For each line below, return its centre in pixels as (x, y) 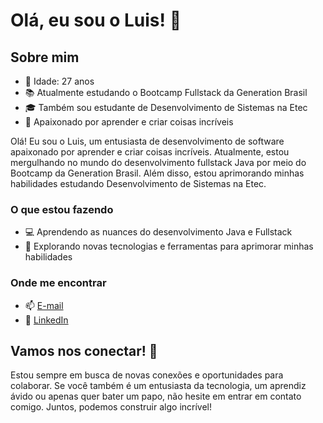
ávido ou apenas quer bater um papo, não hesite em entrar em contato (156, 396)
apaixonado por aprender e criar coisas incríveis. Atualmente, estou (150, 152)
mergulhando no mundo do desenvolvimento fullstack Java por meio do (158, 162)
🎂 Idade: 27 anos (59, 81)
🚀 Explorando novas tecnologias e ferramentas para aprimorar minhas (169, 246)
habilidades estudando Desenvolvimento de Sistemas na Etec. (138, 183)
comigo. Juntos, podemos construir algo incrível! (111, 407)
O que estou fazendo (62, 209)
